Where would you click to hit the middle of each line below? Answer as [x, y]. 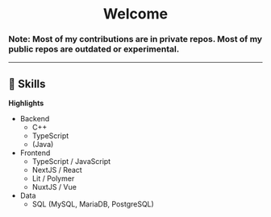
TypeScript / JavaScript [71, 162]
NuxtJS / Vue [54, 187]
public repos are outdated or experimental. [94, 49]
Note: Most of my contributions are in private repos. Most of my [135, 39]
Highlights [26, 103]
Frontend [35, 153]
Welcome [135, 14]
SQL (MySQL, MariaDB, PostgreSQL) [93, 204]
